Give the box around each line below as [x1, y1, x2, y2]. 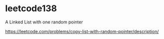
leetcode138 [5, 3, 57, 14]
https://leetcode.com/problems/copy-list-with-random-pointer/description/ [5, 28, 159, 34]
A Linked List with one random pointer [5, 19, 83, 25]
